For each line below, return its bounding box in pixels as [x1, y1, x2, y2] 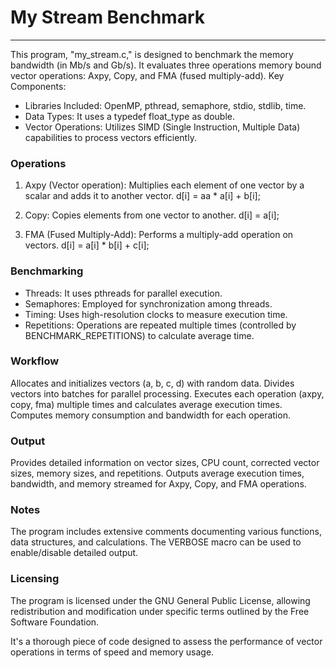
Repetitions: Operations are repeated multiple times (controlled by [24, 319, 297, 331]
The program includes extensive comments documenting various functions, [10, 526, 322, 538]
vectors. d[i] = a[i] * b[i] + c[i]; [24, 239, 150, 251]
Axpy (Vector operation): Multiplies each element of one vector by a [24, 179, 305, 191]
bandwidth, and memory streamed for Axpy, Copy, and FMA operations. [10, 478, 307, 490]
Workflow [10, 354, 60, 368]
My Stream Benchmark [10, 6, 205, 29]
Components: [10, 80, 67, 92]
